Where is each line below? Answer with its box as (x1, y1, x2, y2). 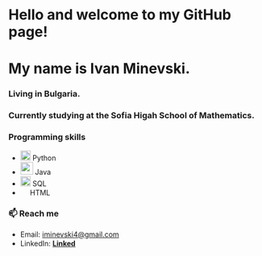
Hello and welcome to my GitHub (8, 6, 232, 24)
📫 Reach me (8, 208, 59, 219)
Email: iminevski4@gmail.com (19, 229, 119, 239)
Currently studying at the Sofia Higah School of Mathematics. (8, 110, 256, 122)
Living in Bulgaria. (8, 89, 81, 100)
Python (31, 153, 56, 163)
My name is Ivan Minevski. (8, 60, 191, 78)
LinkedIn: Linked (19, 238, 76, 248)
